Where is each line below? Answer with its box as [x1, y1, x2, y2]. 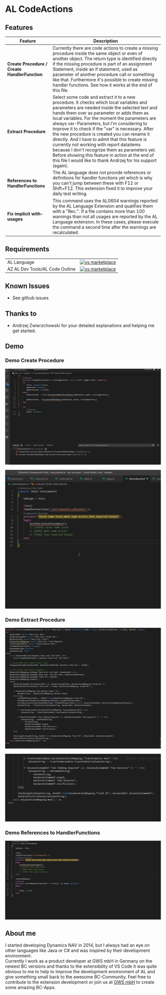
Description [93, 38, 118, 44]
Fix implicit [7, 211, 31, 216]
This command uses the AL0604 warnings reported [52, 198, 158, 204]
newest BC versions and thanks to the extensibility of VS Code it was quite [5, 963, 157, 969]
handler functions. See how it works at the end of [52, 82, 153, 88]
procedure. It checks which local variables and [52, 99, 147, 105]
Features [5, 23, 33, 32]
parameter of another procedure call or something [52, 71, 155, 77]
